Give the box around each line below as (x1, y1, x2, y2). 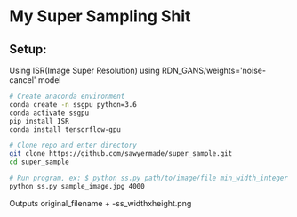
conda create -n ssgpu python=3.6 (9, 100, 138, 108)
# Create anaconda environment (9, 92, 125, 100)
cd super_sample (9, 157, 69, 166)
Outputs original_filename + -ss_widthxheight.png (9, 197, 192, 208)
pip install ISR (9, 117, 69, 125)
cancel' (9, 75, 37, 85)
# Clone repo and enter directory (9, 141, 138, 150)
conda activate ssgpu (9, 108, 90, 117)
